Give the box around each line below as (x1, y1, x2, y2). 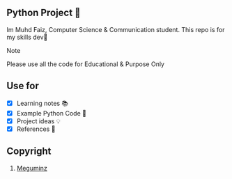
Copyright (6, 146, 52, 157)
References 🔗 (16, 125, 56, 133)
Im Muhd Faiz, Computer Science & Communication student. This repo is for (6, 25, 225, 33)
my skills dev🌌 (6, 33, 48, 41)
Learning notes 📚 (16, 99, 69, 107)
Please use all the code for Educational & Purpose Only (6, 60, 165, 68)
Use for (6, 80, 39, 92)
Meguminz (16, 164, 48, 172)
